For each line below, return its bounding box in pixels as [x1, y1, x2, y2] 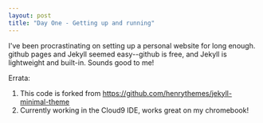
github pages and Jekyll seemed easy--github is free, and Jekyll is [8, 49, 227, 59]
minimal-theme [19, 97, 70, 106]
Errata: [8, 73, 30, 83]
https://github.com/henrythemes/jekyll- [102, 88, 233, 98]
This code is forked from [19, 88, 101, 98]
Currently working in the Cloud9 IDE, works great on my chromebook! [19, 105, 249, 115]
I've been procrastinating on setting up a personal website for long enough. [8, 40, 256, 50]
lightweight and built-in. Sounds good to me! [8, 57, 155, 67]
